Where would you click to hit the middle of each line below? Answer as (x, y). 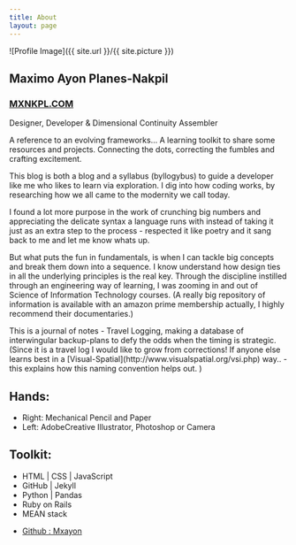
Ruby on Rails (47, 504)
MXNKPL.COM (42, 104)
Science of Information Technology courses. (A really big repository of (137, 295)
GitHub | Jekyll (49, 485)
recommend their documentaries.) (72, 314)
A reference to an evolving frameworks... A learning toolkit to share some (142, 140)
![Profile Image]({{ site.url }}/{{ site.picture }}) (91, 50)
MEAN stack (45, 513)
